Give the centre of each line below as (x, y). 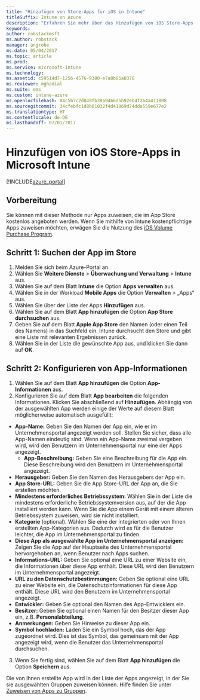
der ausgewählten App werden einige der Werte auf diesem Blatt (94, 408)
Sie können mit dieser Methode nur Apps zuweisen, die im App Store (91, 215)
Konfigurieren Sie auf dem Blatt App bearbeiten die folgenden (91, 396)
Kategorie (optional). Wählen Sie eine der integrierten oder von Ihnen (100, 521)
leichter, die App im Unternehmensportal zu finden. (78, 534)
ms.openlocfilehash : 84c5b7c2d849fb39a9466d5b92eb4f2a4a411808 (87, 100)
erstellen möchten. (38, 490)
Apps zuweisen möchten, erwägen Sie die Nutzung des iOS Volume (90, 227)
